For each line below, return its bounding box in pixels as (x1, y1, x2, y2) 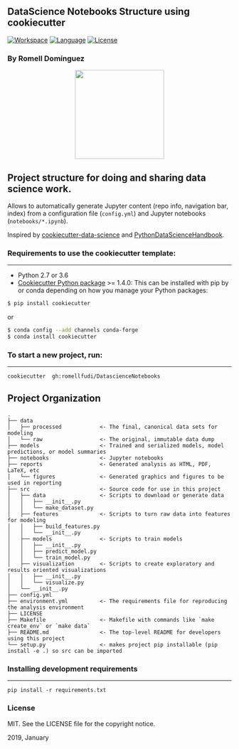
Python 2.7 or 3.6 (17, 271, 69, 280)
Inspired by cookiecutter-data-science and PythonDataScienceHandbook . (7, 230, 225, 239)
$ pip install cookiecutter (7, 300, 91, 307)
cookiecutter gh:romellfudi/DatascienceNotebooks (7, 373, 161, 380)
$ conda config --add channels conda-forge (7, 326, 139, 334)
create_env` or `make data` (7, 622, 91, 630)
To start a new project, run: (7, 350, 103, 360)
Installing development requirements (7, 664, 138, 674)
